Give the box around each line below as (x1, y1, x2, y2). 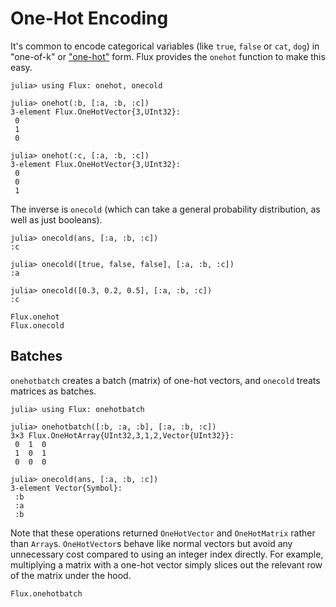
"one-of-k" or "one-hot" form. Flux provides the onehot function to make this (10, 50, 326, 62)
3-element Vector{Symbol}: (10, 483, 123, 493)
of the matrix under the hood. (10, 569, 132, 581)
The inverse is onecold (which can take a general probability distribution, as (10, 203, 321, 215)
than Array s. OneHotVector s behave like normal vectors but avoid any (10, 537, 293, 549)
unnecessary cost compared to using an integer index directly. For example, (10, 548, 324, 560)
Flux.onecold (10, 320, 65, 331)
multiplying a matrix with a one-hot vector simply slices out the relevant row (10, 558, 323, 571)
